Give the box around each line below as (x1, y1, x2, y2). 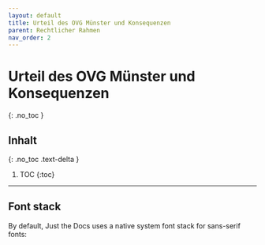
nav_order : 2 (8, 33, 51, 42)
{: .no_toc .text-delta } (8, 155, 80, 164)
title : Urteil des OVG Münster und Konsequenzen (8, 19, 171, 27)
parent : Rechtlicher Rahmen (8, 26, 101, 34)
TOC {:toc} (19, 170, 55, 179)
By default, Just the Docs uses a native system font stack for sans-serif (8, 220, 241, 230)
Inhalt (8, 134, 37, 147)
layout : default (8, 11, 62, 20)
